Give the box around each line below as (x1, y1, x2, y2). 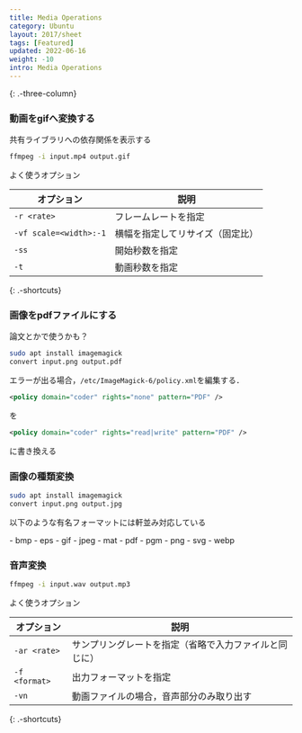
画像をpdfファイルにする (9, 308, 117, 321)
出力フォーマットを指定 (71, 671, 172, 684)
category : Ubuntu (9, 22, 75, 31)
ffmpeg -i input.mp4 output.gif (9, 152, 130, 162)
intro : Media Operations (9, 64, 102, 73)
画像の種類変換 (9, 469, 75, 482)
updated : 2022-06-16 (9, 47, 87, 56)
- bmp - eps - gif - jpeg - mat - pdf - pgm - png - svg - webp (9, 534, 235, 545)
